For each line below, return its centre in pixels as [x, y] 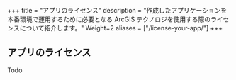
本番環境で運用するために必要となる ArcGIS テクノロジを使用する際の [109, 19]
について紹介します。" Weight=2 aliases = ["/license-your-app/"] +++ [121, 28]
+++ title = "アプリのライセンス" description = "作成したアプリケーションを [117, 10]
